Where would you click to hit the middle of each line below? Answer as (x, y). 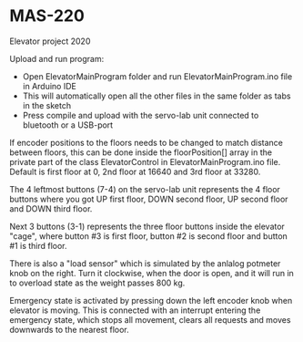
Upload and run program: (57, 58)
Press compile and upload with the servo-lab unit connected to (141, 115)
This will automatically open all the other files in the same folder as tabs (157, 96)
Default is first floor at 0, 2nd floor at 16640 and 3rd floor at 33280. (135, 171)
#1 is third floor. (38, 245)
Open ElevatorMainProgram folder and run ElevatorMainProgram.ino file (157, 76)
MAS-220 (47, 16)
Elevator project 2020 (50, 41)
